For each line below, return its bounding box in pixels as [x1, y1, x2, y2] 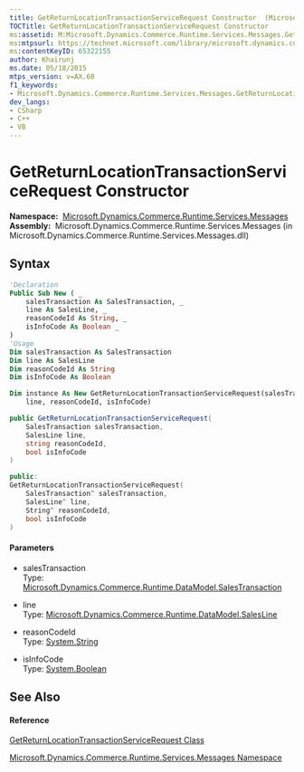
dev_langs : [9, 97, 51, 107]
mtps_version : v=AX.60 [9, 72, 95, 81]
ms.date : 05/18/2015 [9, 64, 88, 73]
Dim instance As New [9, 389, 88, 398]
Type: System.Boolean [22, 662, 107, 674]
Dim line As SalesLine [9, 356, 95, 365]
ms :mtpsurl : [9, 38, 54, 48]
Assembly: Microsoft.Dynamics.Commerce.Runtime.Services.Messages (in [9, 220, 293, 231]
